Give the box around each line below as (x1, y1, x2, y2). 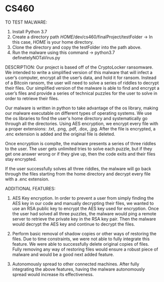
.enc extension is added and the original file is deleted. (5, 131, 116, 137)
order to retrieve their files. (5, 95, 59, 101)
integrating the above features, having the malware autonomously (12, 266, 145, 272)
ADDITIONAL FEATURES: (5, 185, 56, 191)
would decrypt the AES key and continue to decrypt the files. (12, 221, 136, 227)
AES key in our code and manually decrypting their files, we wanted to (12, 200, 154, 206)
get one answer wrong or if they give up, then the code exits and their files (5, 151, 156, 157)
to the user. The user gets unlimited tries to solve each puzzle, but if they (5, 146, 153, 152)
